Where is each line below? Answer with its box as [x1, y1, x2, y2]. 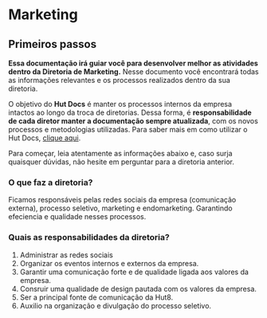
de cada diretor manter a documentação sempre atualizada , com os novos [8, 116, 259, 125]
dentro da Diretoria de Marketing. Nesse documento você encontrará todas [8, 67, 259, 77]
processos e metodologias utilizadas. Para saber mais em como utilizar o [8, 125, 248, 134]
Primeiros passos [8, 37, 97, 51]
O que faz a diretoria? [8, 177, 93, 188]
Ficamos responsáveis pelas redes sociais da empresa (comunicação [8, 195, 237, 205]
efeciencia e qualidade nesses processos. [8, 212, 147, 222]
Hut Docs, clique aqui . [8, 133, 81, 143]
